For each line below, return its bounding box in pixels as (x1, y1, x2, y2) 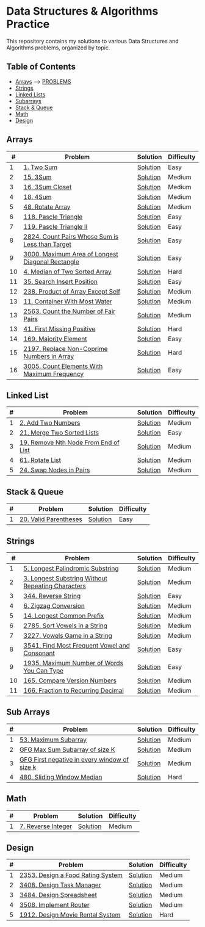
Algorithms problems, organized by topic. (6, 44, 110, 51)
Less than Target (23, 240, 72, 248)
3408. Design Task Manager (19, 881, 101, 889)
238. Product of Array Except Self (23, 287, 121, 295)
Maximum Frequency (23, 369, 84, 378)
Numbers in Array (23, 352, 74, 361)
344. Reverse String (23, 592, 81, 600)
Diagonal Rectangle (23, 258, 79, 266)
